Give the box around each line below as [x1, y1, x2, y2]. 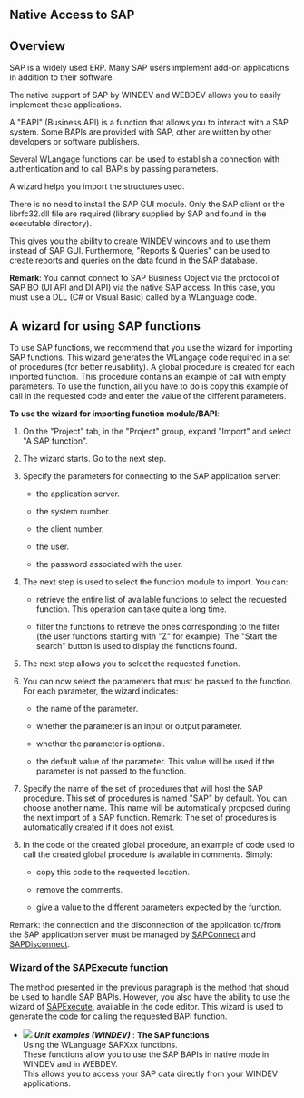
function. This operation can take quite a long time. [35, 604, 227, 614]
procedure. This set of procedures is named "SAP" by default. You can [22, 793, 288, 804]
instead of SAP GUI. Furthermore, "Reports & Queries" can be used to [9, 245, 270, 256]
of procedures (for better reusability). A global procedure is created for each [9, 362, 295, 373]
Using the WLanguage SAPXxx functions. [22, 1040, 179, 1051]
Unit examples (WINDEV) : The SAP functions [34, 1030, 210, 1041]
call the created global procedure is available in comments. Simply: [22, 849, 274, 860]
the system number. [35, 506, 111, 517]
